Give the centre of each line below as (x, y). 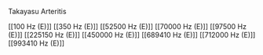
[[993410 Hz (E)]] (37, 43)
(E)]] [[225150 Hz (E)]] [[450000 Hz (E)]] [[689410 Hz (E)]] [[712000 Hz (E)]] (132, 35)
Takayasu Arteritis (37, 11)
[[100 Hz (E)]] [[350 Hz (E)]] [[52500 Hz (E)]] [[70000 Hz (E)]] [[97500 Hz (128, 26)
